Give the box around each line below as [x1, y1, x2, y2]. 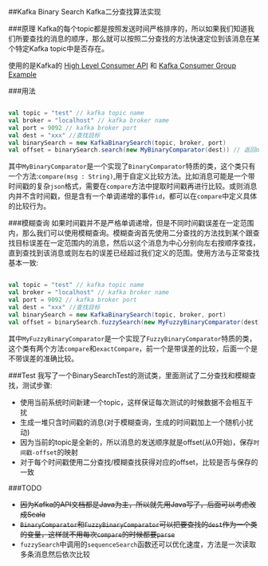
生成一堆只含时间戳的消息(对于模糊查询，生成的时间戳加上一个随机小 [19, 417, 246, 426]
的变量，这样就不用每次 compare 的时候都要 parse [19, 529, 175, 539]
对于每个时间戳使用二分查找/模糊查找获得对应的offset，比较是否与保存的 [19, 457, 258, 466]
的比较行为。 [8, 202, 50, 211]
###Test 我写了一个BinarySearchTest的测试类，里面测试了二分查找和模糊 [8, 370, 250, 380]
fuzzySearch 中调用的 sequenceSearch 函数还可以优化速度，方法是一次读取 [19, 539, 257, 548]
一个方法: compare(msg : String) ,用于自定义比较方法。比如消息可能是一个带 [8, 171, 255, 181]
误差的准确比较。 [22, 353, 78, 363]
